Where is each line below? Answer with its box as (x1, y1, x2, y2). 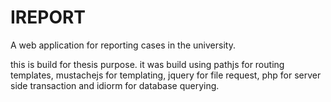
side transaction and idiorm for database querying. (10, 79, 220, 91)
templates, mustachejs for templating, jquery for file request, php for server (10, 69, 322, 81)
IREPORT (10, 6, 87, 29)
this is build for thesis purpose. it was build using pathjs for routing (10, 58, 285, 70)
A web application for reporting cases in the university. (10, 39, 236, 51)
